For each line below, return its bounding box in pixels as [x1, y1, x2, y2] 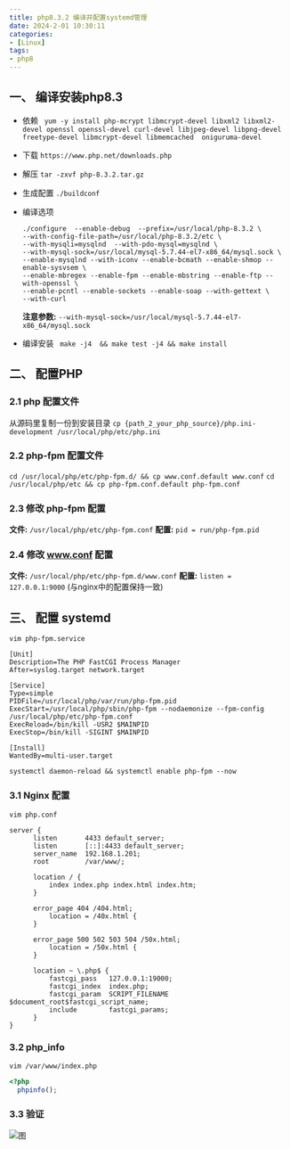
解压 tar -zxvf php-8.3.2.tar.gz [21, 168, 144, 179]
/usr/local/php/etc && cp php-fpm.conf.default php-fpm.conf [9, 480, 241, 488]
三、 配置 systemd [9, 610, 111, 625]
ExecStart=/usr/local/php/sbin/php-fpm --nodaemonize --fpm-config [9, 705, 265, 714]
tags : [9, 46, 29, 55]
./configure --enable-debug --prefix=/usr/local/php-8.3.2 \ [21, 224, 262, 233]
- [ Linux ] [9, 37, 46, 47]
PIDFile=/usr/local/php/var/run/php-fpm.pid [9, 697, 177, 706]
